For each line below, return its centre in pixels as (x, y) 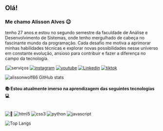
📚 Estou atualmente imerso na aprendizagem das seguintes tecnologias (80, 89)
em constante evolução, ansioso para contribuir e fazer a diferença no (75, 53)
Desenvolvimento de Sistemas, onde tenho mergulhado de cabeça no (75, 37)
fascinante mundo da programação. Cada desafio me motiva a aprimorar (78, 43)
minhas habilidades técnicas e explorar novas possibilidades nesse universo (81, 48)
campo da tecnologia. (27, 58)
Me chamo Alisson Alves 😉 (38, 22)
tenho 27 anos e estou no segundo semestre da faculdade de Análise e (76, 32)
